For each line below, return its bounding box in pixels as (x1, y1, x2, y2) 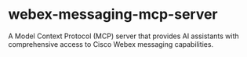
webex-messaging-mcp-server (8, 5, 218, 23)
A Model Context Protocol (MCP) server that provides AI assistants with (8, 31, 239, 41)
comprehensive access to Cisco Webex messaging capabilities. (8, 39, 214, 48)
